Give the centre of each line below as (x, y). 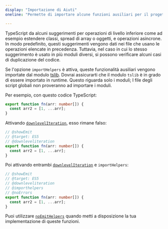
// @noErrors (19, 192)
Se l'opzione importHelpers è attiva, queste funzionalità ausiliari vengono (80, 69)
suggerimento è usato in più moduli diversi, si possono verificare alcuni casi (83, 54)
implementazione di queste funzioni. (42, 221)
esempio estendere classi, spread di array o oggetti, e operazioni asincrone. (83, 38)
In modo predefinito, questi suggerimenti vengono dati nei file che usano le (82, 43)
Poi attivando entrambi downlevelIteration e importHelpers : (67, 165)
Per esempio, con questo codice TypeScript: (51, 95)
